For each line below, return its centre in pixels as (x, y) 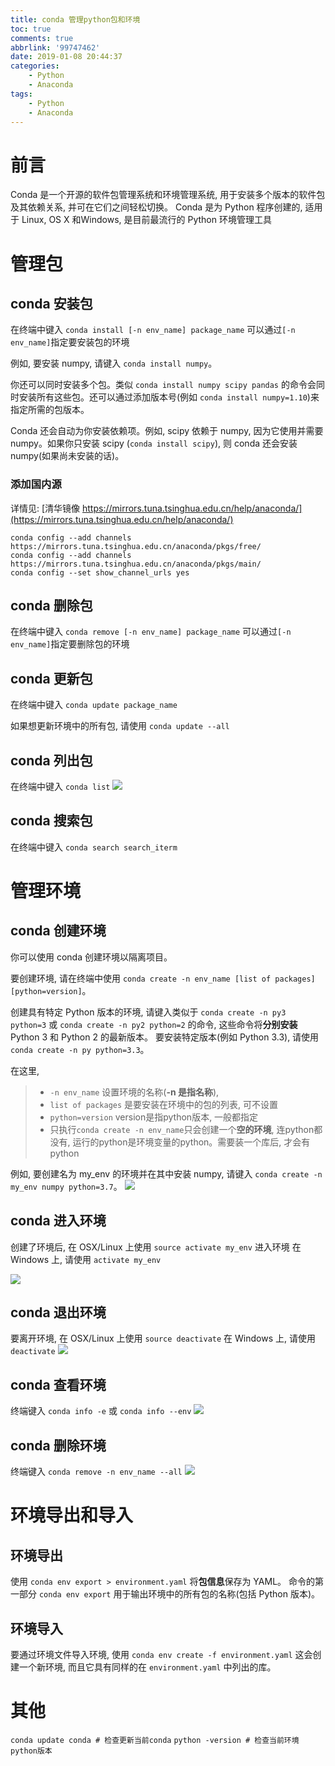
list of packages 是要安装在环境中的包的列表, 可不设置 (164, 1104)
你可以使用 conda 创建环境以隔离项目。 (91, 957)
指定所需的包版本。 (50, 410)
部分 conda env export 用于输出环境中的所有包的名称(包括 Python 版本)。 (169, 1594)
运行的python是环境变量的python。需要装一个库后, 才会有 (191, 1142)
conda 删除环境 (58, 1445)
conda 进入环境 (58, 1221)
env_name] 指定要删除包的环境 (70, 644)
